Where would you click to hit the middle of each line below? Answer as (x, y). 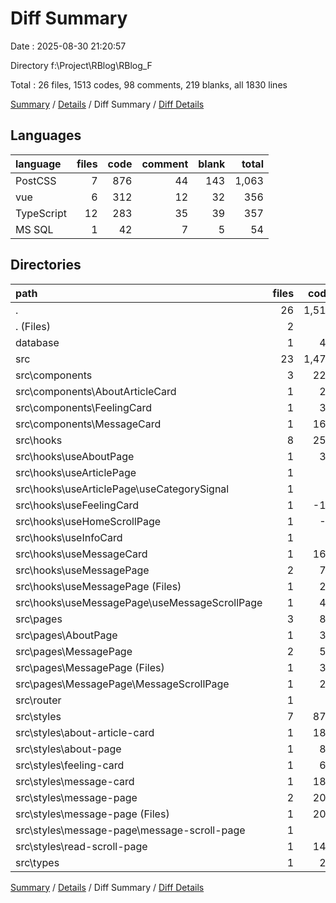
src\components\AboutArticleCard (96, 391)
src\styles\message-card (75, 781)
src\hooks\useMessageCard (81, 554)
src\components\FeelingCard (83, 407)
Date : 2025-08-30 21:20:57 (68, 46)
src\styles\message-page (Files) (92, 814)
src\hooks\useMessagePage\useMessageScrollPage (139, 602)
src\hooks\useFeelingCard (77, 505)
